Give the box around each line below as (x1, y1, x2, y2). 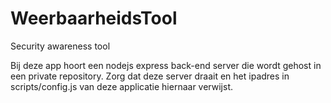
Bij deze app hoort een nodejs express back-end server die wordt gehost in (10, 59, 322, 71)
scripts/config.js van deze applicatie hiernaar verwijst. (10, 80, 233, 92)
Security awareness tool (10, 40, 111, 52)
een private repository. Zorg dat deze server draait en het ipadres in (10, 70, 290, 82)
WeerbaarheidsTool (10, 7, 178, 30)
